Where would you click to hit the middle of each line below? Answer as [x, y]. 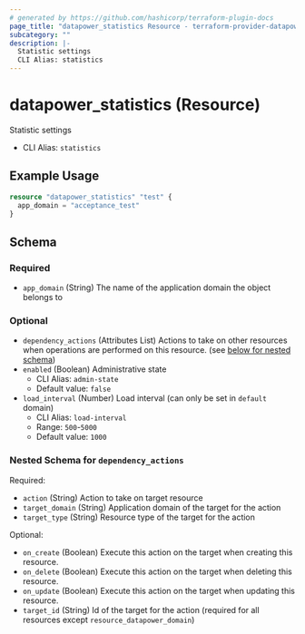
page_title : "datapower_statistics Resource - [99, 26]
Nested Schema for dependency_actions [97, 461]
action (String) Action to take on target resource [113, 497]
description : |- [40, 43]
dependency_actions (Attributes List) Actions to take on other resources [155, 340]
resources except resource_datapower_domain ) [108, 619]
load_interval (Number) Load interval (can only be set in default [145, 398]
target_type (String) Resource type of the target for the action [139, 517]
